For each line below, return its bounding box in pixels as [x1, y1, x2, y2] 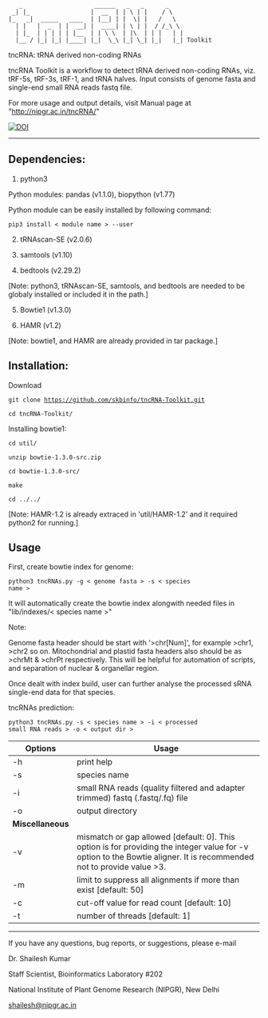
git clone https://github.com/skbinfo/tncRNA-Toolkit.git [8, 396, 205, 404]
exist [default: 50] [77, 884, 144, 896]
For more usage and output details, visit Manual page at [8, 98, 191, 107]
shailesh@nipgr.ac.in [8, 1000, 77, 1010]
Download [8, 380, 42, 389]
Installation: [8, 359, 69, 373]
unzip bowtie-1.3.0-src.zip [8, 453, 102, 461]
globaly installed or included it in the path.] [8, 289, 149, 299]
